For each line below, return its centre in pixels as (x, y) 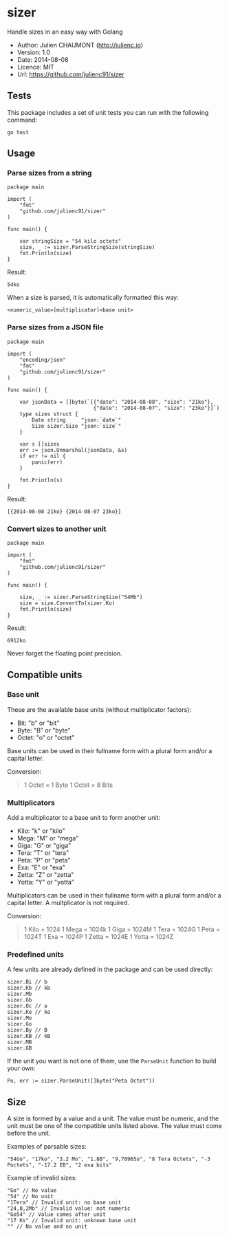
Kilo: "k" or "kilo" (41, 831)
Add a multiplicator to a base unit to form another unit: (84, 818)
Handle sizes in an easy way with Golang (65, 32)
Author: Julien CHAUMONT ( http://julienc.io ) (80, 45)
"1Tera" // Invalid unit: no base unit (64, 1203)
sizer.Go (20, 1024)
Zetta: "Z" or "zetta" (45, 875)
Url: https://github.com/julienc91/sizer (71, 74)
